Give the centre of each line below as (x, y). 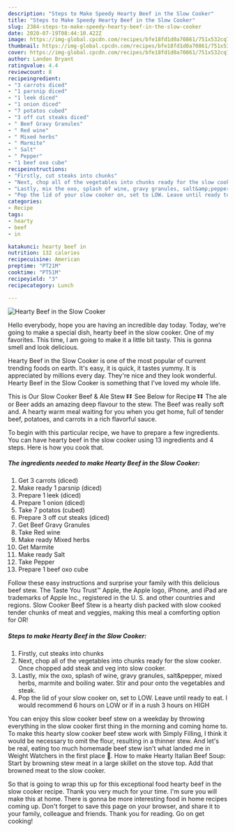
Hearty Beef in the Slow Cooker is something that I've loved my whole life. (114, 383)
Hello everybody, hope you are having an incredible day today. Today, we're (117, 325)
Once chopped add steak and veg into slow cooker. (92, 668)
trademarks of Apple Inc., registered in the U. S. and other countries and (112, 598)
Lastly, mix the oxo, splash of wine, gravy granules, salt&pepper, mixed (120, 676)
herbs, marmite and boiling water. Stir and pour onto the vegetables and (121, 683)
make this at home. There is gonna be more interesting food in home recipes (117, 799)
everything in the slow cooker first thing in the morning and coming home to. (118, 726)
